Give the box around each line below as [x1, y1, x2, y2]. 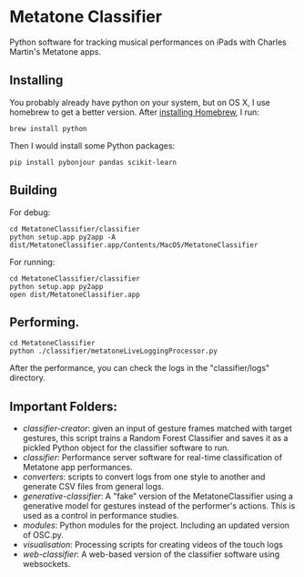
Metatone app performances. [22, 462, 134, 473]
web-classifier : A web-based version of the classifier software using [22, 549, 280, 560]
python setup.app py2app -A [9, 232, 117, 242]
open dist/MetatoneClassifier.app [9, 290, 141, 299]
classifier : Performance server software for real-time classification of [22, 452, 283, 463]
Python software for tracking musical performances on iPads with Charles [9, 36, 287, 47]
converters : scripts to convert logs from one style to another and [22, 471, 266, 482]
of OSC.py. [22, 530, 64, 541]
